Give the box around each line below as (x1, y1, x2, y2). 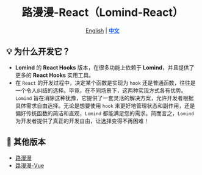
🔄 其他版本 (6, 137, 46, 147)
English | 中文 (85, 27, 120, 34)
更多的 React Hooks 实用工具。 (15, 71, 95, 79)
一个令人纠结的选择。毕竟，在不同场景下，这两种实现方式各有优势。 (15, 87, 187, 94)
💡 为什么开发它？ (6, 46, 70, 57)
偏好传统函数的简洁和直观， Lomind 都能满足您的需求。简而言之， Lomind (15, 109, 194, 116)
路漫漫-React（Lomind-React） (21, 5, 184, 20)
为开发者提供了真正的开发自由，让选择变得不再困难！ (15, 117, 150, 124)
